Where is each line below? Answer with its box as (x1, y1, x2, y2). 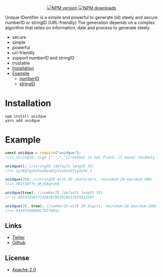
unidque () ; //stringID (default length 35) (5, 164, 95, 168)
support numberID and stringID (12, 55, 74, 60)
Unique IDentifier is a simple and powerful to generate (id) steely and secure (5, 15, 158, 20)
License (5, 254, 30, 262)
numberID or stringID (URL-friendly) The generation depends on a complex (5, 19, 155, 25)
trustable (12, 60, 30, 66)
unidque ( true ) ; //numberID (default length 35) (5, 190, 103, 195)
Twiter (12, 235, 25, 240)
